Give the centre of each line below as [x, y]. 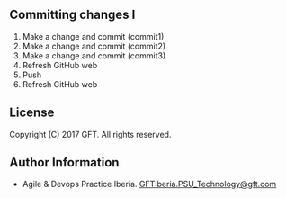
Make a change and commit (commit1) [93, 36]
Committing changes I [72, 15]
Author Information [64, 162]
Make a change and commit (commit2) [94, 46]
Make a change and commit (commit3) [94, 55]
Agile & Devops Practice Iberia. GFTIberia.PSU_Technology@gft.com [149, 184]
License [32, 113]
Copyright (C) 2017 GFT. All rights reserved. [90, 134]
